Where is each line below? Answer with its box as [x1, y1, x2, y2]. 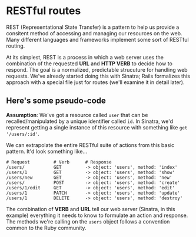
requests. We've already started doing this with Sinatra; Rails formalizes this [6, 72, 190, 79]
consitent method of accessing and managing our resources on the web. [6, 29, 182, 36]
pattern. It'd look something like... [6, 148, 88, 155]
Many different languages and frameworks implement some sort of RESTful [6, 36, 190, 43]
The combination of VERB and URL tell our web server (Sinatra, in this [6, 205, 175, 212]
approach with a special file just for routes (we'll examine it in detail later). [6, 78, 185, 86]
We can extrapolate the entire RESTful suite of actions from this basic [6, 141, 175, 148]
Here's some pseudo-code [6, 96, 106, 106]
